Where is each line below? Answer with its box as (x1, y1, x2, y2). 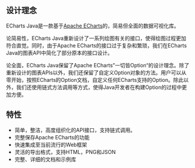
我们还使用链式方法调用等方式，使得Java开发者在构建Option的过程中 (16, 84, 182, 91)
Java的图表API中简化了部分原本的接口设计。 (6, 49, 113, 56)
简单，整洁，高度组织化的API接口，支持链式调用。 (14, 126, 136, 133)
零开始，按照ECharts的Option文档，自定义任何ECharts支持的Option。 (6, 76, 174, 83)
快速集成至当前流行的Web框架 (14, 141, 88, 148)
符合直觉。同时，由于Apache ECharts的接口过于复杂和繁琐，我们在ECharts (6, 42, 187, 49)
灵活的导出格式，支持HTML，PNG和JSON (14, 148, 116, 155)
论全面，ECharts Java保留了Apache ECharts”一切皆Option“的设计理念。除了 (6, 61, 190, 68)
